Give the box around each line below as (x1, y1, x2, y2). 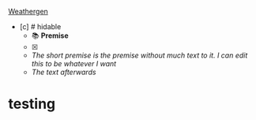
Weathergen (8, 7, 49, 16)
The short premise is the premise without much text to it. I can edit (31, 51, 248, 60)
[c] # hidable (19, 22, 62, 31)
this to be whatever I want (31, 59, 117, 68)
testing (8, 95, 56, 113)
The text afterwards (31, 67, 96, 77)
